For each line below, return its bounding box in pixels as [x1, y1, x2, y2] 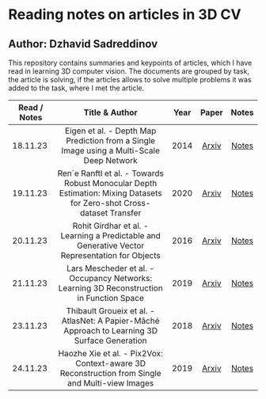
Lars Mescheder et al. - [66, 263, 155, 274]
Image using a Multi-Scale [61, 145, 160, 156]
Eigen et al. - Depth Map [64, 125, 157, 136]
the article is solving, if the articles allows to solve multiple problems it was [8, 75, 252, 84]
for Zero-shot [70, 198, 122, 208]
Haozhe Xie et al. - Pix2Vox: [58, 348, 164, 359]
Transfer [109, 207, 142, 218]
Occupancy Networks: [68, 273, 153, 283]
